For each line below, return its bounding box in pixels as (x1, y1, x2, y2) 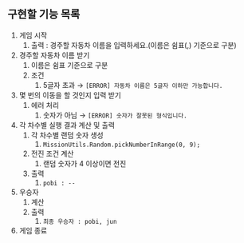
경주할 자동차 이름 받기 (18, 50, 90, 60)
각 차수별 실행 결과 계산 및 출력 (18, 120, 115, 129)
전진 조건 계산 (30, 149, 74, 158)
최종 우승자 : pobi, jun (42, 217, 117, 225)
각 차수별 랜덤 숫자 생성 (30, 130, 104, 140)
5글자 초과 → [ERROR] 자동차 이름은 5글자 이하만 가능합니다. (42, 80, 223, 90)
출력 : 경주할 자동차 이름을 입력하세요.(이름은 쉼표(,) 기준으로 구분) (30, 40, 237, 50)
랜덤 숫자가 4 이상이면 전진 (42, 158, 127, 168)
